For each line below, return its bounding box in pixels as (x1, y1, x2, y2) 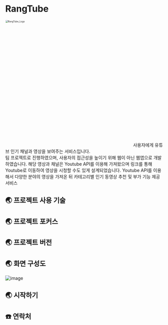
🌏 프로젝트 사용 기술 (5, 196, 66, 205)
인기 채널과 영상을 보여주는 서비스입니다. (10, 148, 91, 154)
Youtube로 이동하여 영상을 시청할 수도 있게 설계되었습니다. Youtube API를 (5, 167, 152, 173)
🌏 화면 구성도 (5, 259, 46, 268)
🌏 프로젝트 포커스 (5, 217, 58, 226)
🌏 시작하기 (5, 291, 38, 300)
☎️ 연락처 (5, 312, 31, 320)
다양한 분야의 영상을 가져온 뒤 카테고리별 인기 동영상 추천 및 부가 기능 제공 (14, 173, 160, 180)
